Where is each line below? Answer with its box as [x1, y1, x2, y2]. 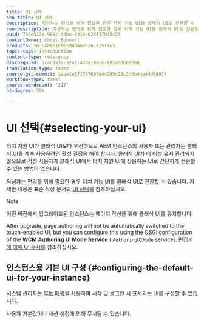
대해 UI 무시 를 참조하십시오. [12, 243, 78, 250]
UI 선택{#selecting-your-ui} [6, 121, 147, 135]
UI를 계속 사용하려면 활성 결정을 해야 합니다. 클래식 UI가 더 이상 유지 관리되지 [12, 150, 195, 157]
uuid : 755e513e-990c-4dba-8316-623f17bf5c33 [6, 32, 121, 38]
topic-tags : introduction [6, 48, 72, 55]
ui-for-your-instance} [6, 273, 91, 283]
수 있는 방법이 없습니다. [6, 165, 62, 172]
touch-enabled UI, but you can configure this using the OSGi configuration [6, 228, 192, 236]
